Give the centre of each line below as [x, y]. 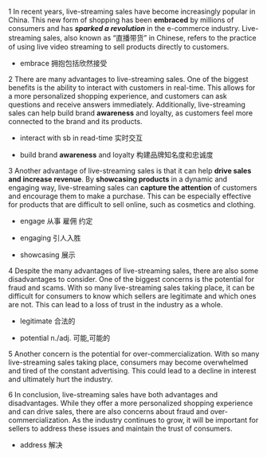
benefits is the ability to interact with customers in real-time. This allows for [132, 88]
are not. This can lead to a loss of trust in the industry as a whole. [116, 305]
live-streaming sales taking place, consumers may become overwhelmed [128, 362]
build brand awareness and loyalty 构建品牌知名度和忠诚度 [116, 155]
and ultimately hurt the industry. [61, 379]
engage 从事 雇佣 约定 [56, 221]
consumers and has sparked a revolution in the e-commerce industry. [124, 28]
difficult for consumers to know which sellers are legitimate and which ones [132, 296]
